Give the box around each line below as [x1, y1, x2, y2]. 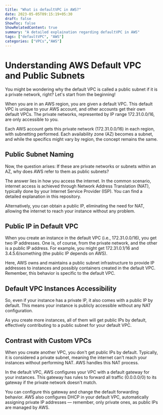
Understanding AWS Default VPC [5, 59, 142, 71]
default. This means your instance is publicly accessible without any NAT [5, 302, 151, 308]
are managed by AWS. [5, 404, 50, 410]
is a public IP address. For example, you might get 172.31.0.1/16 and [5, 245, 139, 251]
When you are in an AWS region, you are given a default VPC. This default [5, 101, 153, 107]
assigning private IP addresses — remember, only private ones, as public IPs [5, 399, 158, 405]
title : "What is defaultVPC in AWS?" [5, 7, 81, 12]
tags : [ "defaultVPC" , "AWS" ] [5, 35, 64, 39]
